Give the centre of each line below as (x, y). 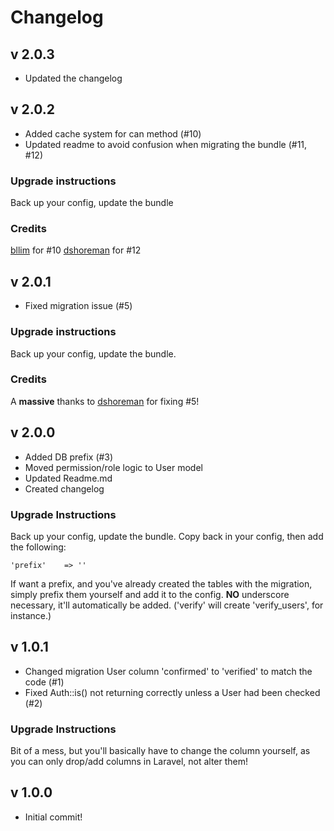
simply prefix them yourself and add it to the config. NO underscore (150, 594)
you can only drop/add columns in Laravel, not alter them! (129, 762)
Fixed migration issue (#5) (78, 306)
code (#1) (44, 682)
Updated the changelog (73, 78)
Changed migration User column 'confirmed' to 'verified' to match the (168, 671)
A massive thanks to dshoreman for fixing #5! (105, 401)
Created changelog (64, 488)
